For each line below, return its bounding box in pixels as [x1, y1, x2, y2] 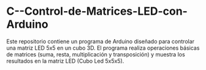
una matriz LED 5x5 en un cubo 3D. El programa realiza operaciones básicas [6, 44, 200, 52]
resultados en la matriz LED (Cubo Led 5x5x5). [6, 57, 124, 64]
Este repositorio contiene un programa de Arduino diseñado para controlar [6, 37, 195, 45]
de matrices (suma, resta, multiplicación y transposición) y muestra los [6, 50, 185, 58]
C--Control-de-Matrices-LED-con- [6, 4, 188, 18]
